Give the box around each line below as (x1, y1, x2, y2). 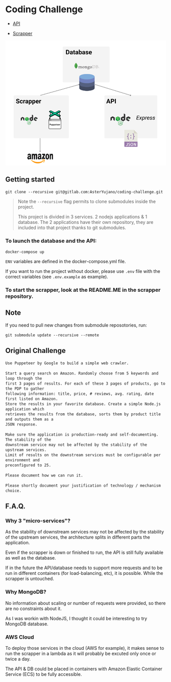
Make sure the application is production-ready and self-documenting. (5, 432, 159, 437)
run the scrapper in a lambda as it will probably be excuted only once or (5, 650, 157, 656)
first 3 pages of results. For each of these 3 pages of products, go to (5, 381, 166, 386)
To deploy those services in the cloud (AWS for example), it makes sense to (5, 645, 164, 651)
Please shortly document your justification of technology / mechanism (5, 483, 161, 488)
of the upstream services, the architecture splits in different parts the (5, 534, 151, 540)
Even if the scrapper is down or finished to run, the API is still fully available (5, 549, 163, 555)
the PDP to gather (5, 386, 44, 391)
